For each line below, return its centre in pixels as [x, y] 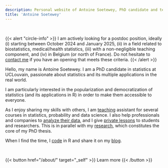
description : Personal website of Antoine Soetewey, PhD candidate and [81, 10]
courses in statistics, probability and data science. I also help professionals [82, 115]
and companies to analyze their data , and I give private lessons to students [82, 120]
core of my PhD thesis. [29, 131]
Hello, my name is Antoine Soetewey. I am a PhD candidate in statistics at [81, 69]
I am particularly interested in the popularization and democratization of [79, 89]
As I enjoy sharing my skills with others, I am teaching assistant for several [82, 110]
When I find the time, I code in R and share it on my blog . [63, 141]
